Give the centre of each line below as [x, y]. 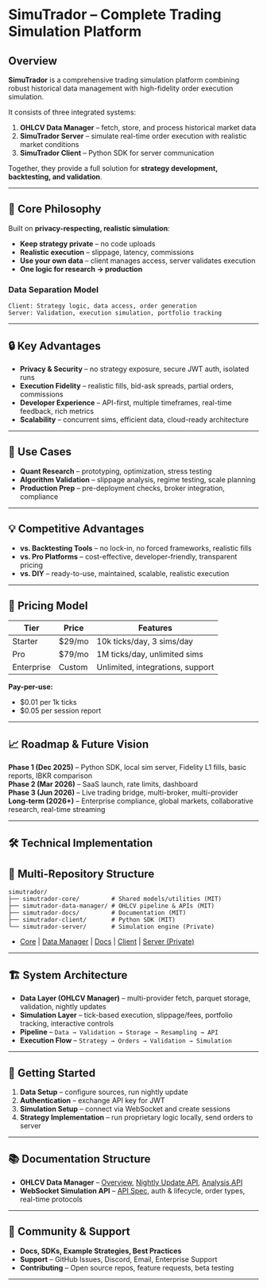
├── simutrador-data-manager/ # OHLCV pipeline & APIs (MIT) [112, 906]
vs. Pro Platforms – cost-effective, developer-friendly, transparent [128, 556]
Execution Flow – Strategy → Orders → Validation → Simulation [126, 1040]
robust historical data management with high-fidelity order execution [121, 88]
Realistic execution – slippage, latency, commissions [107, 252]
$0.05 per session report [60, 711]
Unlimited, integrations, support [155, 667]
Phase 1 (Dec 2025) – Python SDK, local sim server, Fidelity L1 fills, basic [127, 768]
